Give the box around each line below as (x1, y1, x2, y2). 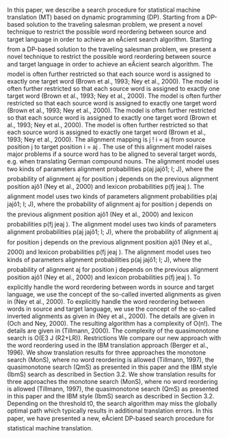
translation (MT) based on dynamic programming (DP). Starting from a (7, 13, 205, 21)
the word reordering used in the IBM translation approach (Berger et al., (7, 342, 208, 349)
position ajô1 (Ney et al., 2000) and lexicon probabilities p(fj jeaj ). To (7, 273, 200, 281)
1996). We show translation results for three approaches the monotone (7, 348, 206, 357)
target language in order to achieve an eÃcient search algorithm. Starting (7, 36, 213, 43)
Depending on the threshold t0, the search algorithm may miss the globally (7, 400, 217, 407)
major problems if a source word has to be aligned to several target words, (7, 150, 217, 158)
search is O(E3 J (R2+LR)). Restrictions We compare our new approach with (7, 334, 221, 342)
